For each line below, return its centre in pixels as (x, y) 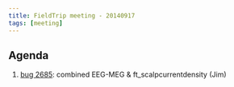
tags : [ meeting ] (36, 23)
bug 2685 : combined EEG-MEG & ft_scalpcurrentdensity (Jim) (123, 75)
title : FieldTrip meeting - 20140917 (72, 16)
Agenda (29, 55)
